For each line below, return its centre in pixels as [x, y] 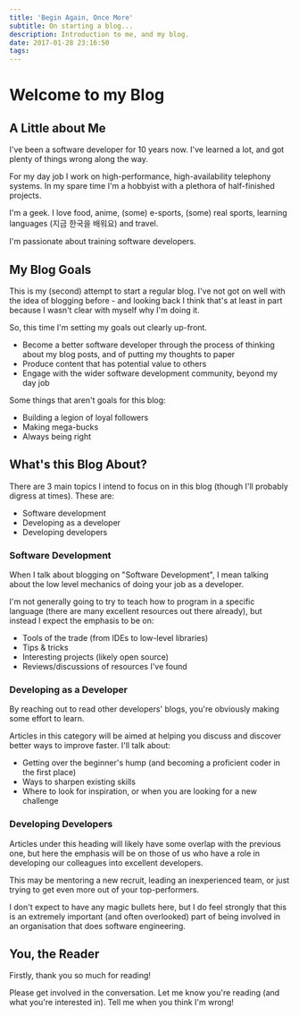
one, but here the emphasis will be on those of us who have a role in [135, 853]
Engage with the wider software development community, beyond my [150, 373]
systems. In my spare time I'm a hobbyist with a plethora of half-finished [142, 186]
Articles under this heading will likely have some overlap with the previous [145, 843]
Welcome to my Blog [87, 95]
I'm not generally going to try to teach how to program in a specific [132, 602]
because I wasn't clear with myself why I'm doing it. [104, 310]
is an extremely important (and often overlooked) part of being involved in [145, 916]
